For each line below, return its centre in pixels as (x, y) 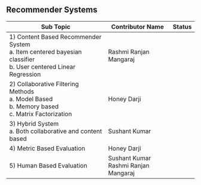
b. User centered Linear (42, 66)
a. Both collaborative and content (56, 131)
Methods (22, 91)
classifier (22, 59)
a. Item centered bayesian (45, 51)
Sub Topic (56, 26)
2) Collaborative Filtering (44, 84)
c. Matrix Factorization (41, 114)
